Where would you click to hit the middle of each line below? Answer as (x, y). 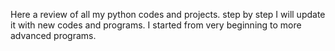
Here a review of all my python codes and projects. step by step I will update (168, 14)
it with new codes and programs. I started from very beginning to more (156, 25)
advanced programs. (53, 35)
